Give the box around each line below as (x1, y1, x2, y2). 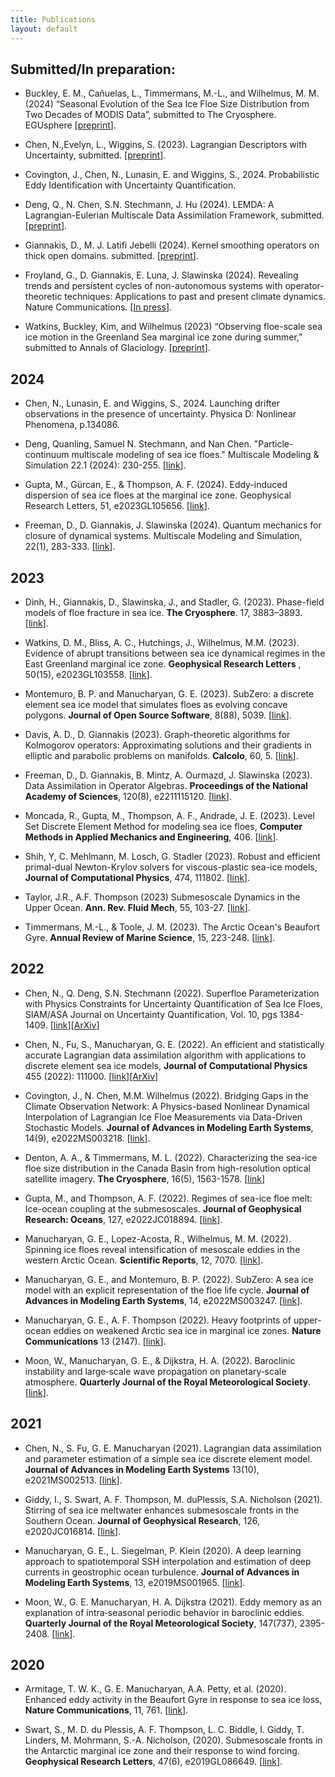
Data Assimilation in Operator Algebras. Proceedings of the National (24, 779, 308, 791)
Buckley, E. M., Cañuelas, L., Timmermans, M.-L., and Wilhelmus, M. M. (24, 87, 320, 100)
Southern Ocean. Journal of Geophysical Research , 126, (24, 1514, 260, 1526)
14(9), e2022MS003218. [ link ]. (24, 1132, 151, 1144)
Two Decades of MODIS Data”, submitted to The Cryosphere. (24, 109, 277, 121)
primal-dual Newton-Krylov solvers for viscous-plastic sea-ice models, (24, 861, 318, 873)
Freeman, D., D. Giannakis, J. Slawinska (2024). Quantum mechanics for (24, 519, 322, 531)
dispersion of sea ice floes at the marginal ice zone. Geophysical (24, 489, 292, 501)
